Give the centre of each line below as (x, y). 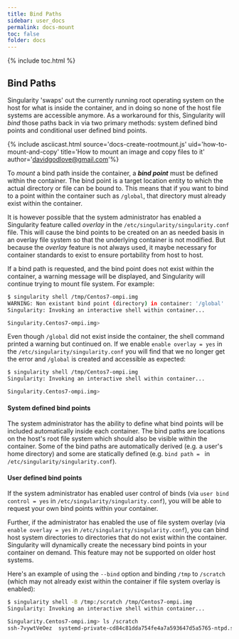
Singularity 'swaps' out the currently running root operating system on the (116, 100)
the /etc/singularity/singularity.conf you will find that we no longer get (116, 352)
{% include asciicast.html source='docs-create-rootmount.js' (97, 144)
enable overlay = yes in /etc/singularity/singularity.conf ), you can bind (118, 530)
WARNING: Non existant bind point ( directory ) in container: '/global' (116, 303)
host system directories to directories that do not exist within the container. (117, 537)
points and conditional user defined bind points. (78, 130)
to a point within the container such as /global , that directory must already (117, 196)
